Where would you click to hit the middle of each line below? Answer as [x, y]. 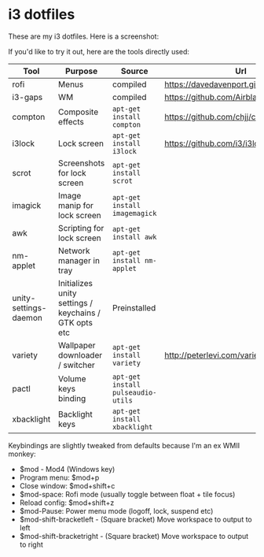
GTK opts [75, 322]
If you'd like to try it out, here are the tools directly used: [99, 51]
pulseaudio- [135, 392]
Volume [72, 378]
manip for [76, 205]
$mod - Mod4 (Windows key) [67, 469]
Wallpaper [77, 345]
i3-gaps [27, 97]
